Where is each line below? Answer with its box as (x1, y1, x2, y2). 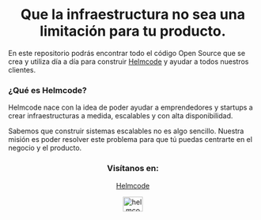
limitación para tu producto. (39, 22, 227, 40)
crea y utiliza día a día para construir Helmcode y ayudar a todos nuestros (8, 57, 249, 66)
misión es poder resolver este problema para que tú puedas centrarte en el (8, 135, 253, 144)
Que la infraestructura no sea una (21, 6, 245, 24)
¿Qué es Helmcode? (8, 84, 87, 95)
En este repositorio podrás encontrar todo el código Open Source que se (8, 48, 246, 58)
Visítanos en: (106, 163, 160, 174)
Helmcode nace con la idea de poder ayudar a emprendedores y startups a (8, 103, 253, 112)
